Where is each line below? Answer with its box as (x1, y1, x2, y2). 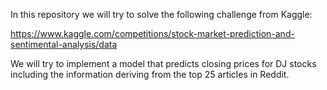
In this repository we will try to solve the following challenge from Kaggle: (10, 9, 313, 20)
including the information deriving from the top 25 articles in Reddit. (10, 69, 290, 80)
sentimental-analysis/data (10, 39, 118, 50)
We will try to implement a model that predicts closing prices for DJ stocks (10, 58, 317, 69)
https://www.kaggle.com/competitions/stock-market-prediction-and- (10, 28, 295, 39)
